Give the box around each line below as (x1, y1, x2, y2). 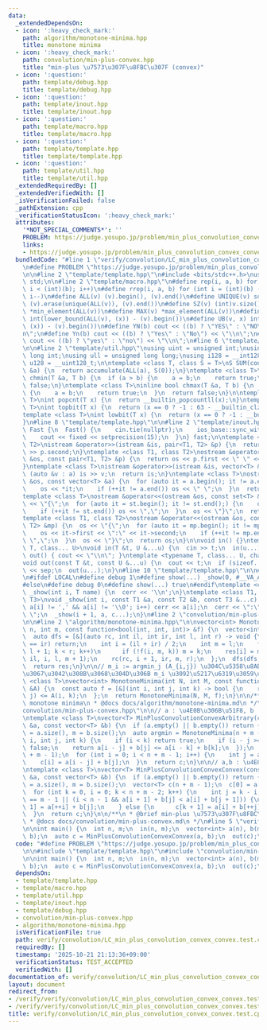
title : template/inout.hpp (22, 108, 112, 116)
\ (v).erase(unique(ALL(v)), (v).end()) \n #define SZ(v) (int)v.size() (22, 300, 261, 308)
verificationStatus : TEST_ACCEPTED (15, 958, 133, 966)
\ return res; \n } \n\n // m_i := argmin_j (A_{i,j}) (22, 662, 197, 670)
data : (8, 11, 26, 20)
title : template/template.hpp (22, 152, 123, 160)
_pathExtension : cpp (15, 204, 83, 212)
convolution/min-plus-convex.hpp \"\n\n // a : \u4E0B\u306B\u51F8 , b (22, 707, 254, 715)
